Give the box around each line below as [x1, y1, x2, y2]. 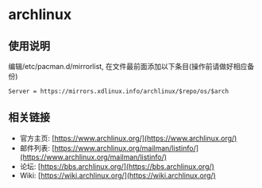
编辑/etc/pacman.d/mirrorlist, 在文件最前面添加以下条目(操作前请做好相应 [8, 62, 248, 71]
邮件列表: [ [19, 143, 55, 152]
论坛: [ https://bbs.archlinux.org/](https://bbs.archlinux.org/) [19, 161, 214, 171]
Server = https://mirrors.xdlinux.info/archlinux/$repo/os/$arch [8, 87, 229, 95]
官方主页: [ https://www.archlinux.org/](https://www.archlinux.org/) [19, 133, 237, 143]
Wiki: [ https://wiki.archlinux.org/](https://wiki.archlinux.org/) [19, 171, 216, 180]
